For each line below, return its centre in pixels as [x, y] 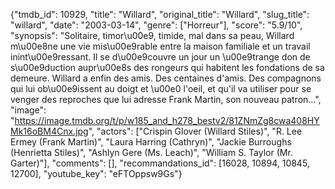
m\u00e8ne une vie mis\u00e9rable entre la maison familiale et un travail [160, 46]
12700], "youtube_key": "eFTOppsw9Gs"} [96, 173]
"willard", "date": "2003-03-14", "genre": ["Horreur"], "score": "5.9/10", [156, 25]
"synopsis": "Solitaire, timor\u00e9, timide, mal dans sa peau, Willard [152, 35]
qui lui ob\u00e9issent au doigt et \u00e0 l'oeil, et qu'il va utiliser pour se [161, 88]
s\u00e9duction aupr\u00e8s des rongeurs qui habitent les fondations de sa [167, 67]
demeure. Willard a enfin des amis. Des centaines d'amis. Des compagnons [166, 78]
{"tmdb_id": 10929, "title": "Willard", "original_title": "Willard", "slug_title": [160, 14]
